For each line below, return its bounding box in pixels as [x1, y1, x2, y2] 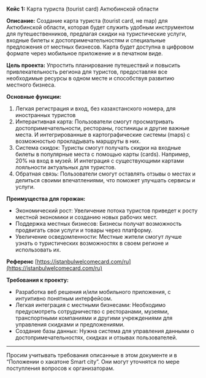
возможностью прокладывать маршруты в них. [15, 137, 141, 145]
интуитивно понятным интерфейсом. [15, 295, 113, 302]
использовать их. [15, 246, 61, 253]
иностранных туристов [15, 112, 76, 118]
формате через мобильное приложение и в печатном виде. [6, 50, 163, 57]
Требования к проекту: [6, 276, 69, 283]
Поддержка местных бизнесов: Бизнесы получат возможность [15, 220, 182, 227]
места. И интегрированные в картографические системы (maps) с [15, 131, 190, 138]
